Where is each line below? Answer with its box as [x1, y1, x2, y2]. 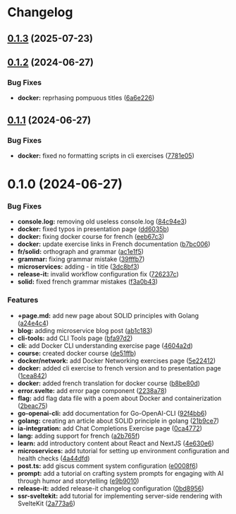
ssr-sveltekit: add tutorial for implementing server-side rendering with [17, 491, 223, 500]
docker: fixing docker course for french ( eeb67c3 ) [17, 233, 165, 241]
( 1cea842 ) [17, 371, 48, 380]
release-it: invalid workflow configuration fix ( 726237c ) [17, 270, 180, 279]
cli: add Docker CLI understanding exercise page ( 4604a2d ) [17, 341, 194, 350]
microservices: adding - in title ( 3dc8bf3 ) [17, 262, 139, 271]
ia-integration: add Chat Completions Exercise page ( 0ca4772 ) [17, 424, 203, 432]
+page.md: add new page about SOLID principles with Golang [17, 311, 199, 320]
